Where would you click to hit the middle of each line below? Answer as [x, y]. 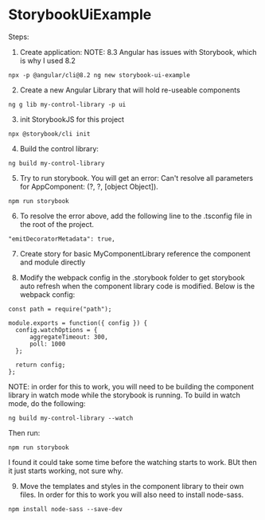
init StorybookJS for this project [72, 119]
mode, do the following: [47, 403]
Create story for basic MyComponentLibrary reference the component [135, 253]
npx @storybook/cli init [49, 134]
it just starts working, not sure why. [66, 471]
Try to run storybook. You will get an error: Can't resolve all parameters [136, 178]
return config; [41, 365]
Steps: [19, 37]
